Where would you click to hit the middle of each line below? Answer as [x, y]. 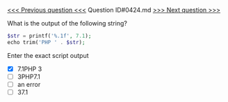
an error [29, 84]
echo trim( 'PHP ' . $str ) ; [46, 42]
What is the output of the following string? [67, 23]
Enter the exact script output [48, 55]
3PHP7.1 [28, 76]
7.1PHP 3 [30, 69]
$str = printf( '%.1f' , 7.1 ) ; [49, 36]
